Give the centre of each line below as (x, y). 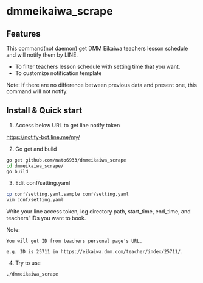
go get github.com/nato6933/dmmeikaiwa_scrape (66, 160)
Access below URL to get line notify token (67, 125)
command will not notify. (37, 91)
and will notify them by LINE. (42, 55)
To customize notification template (58, 73)
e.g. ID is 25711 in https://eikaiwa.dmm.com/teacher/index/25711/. (95, 252)
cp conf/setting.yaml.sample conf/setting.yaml (68, 194)
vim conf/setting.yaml (35, 200)
